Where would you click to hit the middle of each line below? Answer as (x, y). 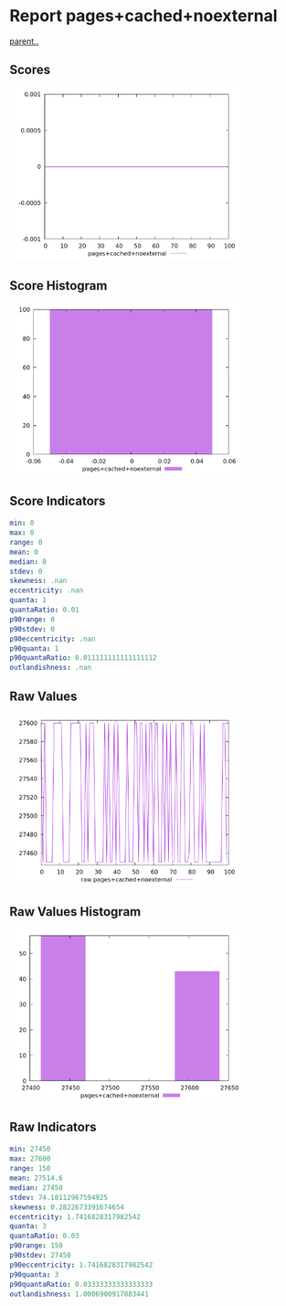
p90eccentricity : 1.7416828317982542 (81, 1265)
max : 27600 (30, 1159)
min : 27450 (30, 1149)
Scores (30, 70)
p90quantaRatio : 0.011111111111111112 (83, 658)
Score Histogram (58, 286)
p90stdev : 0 (32, 629)
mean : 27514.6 (37, 1178)
